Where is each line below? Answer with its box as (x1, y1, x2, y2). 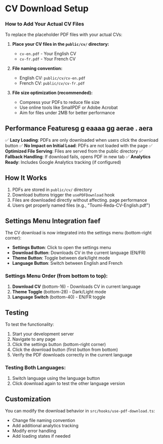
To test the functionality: (5, 321, 54, 327)
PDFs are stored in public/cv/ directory (12, 187, 92, 192)
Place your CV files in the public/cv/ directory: (12, 41, 109, 47)
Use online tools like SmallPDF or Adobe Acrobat (19, 104, 118, 111)
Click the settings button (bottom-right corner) (12, 342, 106, 348)
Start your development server (12, 331, 74, 337)
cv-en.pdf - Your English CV (19, 51, 77, 57)
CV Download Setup (5, 3, 89, 14)
